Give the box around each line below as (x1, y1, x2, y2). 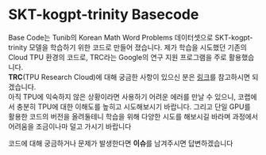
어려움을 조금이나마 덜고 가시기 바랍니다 (8, 121, 132, 131)
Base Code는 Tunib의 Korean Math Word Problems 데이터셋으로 (8, 32, 214, 42)
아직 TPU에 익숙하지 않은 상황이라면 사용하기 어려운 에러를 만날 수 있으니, (8, 92, 237, 101)
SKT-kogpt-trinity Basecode (8, 6, 199, 24)
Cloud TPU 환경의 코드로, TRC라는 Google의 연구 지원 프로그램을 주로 (8, 52, 227, 62)
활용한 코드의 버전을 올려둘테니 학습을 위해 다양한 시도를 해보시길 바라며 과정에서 (8, 112, 259, 121)
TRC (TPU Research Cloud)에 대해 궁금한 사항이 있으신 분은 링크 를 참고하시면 (8, 72, 251, 81)
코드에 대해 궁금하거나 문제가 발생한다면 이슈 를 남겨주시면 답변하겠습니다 (8, 138, 233, 148)
